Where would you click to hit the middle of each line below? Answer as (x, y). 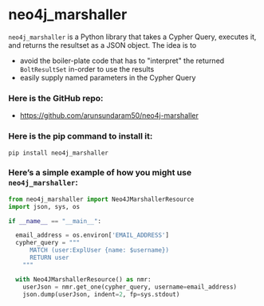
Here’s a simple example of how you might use (100, 173)
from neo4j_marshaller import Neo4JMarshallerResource (101, 199)
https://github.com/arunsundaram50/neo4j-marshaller (109, 116)
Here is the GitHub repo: (56, 98)
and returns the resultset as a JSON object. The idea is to (102, 45)
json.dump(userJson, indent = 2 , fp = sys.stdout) (101, 294)
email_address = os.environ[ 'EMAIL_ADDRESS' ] (93, 235)
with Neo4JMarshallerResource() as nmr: (83, 279)
